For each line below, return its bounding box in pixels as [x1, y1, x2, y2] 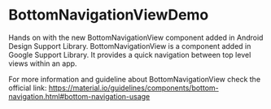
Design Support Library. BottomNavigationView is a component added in [8, 41, 251, 50]
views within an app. [8, 59, 77, 68]
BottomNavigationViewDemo [8, 6, 209, 24]
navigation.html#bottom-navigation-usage [8, 91, 151, 101]
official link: [8, 83, 47, 93]
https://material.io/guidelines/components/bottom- [48, 83, 219, 93]
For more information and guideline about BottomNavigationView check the [8, 74, 261, 84]
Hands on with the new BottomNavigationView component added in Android [8, 33, 264, 42]
